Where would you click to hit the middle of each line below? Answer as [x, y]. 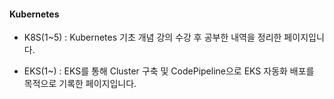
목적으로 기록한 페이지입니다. [80, 84]
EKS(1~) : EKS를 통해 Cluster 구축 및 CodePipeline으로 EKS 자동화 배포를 [169, 71]
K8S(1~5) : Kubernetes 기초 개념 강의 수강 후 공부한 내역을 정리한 [152, 37]
